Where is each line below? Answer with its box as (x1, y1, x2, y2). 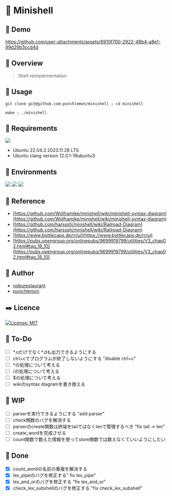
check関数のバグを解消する (12, 417, 71, 423)
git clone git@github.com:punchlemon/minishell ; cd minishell (5, 101, 144, 106)
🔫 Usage (5, 87, 32, 97)
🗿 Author (5, 269, 34, 278)
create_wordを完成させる (12, 430, 67, 436)
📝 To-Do (5, 335, 32, 344)
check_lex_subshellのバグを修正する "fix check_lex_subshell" (12, 485, 143, 491)
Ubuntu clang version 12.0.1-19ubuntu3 (12, 152, 95, 159)
